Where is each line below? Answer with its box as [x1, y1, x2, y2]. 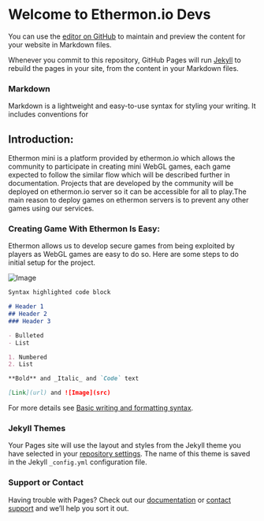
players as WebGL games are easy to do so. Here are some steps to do [8, 250, 239, 259]
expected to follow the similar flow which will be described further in [8, 170, 231, 180]
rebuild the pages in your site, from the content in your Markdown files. [8, 63, 239, 73]
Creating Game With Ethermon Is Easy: [8, 223, 160, 234]
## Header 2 [8, 310, 47, 318]
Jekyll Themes [8, 423, 66, 434]
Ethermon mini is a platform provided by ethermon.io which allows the [8, 154, 236, 163]
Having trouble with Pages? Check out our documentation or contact [8, 495, 231, 504]
